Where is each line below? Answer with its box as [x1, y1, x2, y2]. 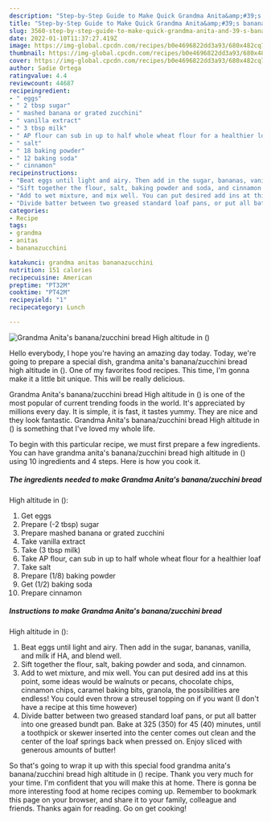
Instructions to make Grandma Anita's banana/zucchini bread [9, 606, 222, 616]
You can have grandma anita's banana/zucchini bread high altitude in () [9, 448, 246, 458]
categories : [9, 206, 49, 214]
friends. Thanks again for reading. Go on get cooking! [9, 803, 187, 813]
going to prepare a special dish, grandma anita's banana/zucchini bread [9, 356, 248, 367]
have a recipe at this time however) [20, 702, 138, 711]
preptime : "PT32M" [9, 281, 71, 289]
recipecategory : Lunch [9, 304, 85, 312]
